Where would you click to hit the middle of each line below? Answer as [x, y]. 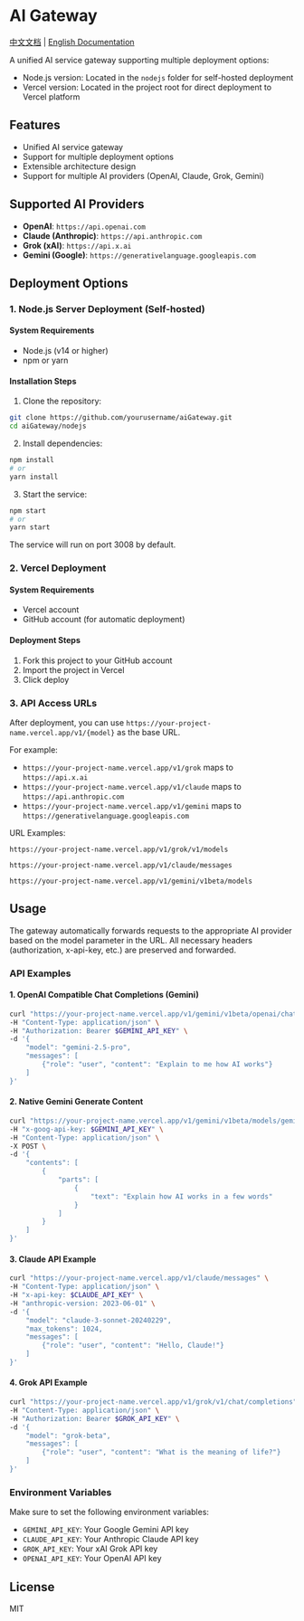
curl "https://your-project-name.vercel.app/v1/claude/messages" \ [139, 1278]
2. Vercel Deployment [58, 568]
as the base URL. [149, 732]
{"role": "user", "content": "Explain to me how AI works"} [157, 1065]
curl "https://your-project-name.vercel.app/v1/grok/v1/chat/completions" [153, 1402]
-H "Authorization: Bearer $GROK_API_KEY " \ [95, 1418]
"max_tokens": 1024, [64, 1329]
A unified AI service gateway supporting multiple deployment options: [139, 60]
